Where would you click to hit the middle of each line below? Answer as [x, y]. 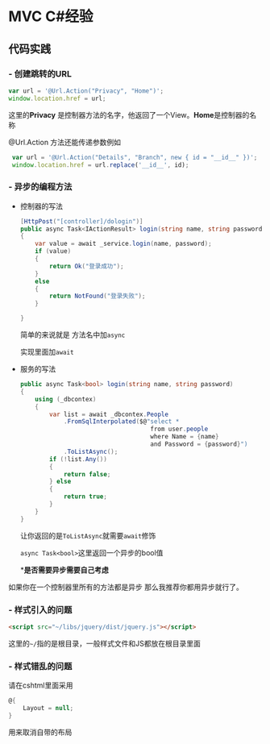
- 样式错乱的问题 [40, 666]
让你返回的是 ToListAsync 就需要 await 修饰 [88, 535]
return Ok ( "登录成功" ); [87, 266]
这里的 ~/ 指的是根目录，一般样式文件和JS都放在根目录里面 [105, 643]
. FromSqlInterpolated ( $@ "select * [121, 422]
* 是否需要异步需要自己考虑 [64, 570]
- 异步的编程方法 [40, 187]
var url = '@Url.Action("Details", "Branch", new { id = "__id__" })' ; [135, 157]
